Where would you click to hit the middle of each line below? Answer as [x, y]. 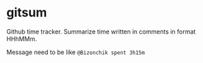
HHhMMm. [22, 38]
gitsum [27, 13]
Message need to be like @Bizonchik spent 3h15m [76, 52]
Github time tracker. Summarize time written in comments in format [101, 32]
